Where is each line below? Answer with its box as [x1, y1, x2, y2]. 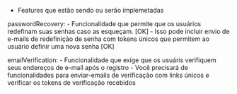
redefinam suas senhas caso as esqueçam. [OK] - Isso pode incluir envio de [7, 28, 230, 35]
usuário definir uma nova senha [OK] [7, 42, 115, 50]
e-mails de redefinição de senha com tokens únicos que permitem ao [7, 35, 210, 43]
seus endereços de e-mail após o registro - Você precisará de [7, 64, 189, 71]
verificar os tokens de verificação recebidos [7, 78, 136, 87]
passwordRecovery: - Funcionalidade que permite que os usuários [7, 20, 202, 28]
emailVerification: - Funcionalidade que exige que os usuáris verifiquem [7, 56, 217, 64]
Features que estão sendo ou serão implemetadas [17, 6, 164, 14]
